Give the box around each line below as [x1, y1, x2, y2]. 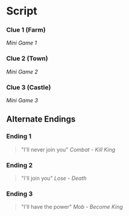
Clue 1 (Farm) [6, 26, 46, 34]
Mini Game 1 [6, 39, 37, 46]
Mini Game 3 [6, 97, 38, 104]
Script [6, 4, 37, 18]
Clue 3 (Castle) [6, 83, 51, 91]
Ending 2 [6, 161, 33, 169]
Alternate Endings [6, 114, 76, 125]
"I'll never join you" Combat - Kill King [20, 146, 116, 153]
